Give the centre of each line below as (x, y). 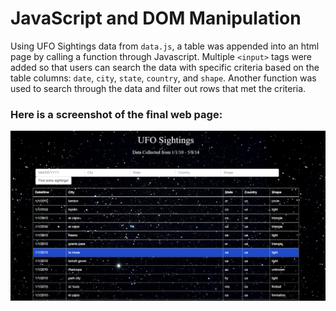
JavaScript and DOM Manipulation (156, 18)
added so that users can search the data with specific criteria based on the (165, 67)
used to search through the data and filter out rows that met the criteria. (158, 88)
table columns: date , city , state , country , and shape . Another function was (163, 78)
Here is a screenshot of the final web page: (116, 114)
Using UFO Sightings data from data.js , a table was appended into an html (165, 46)
